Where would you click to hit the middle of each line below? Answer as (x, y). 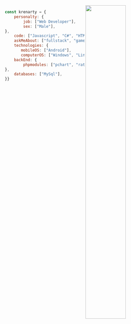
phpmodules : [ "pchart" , (48, 65)
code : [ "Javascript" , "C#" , (44, 36)
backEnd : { (26, 60)
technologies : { (31, 46)
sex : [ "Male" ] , (39, 26)
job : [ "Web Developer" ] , (50, 22)
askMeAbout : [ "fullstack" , (43, 41)
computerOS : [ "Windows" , (47, 55)
